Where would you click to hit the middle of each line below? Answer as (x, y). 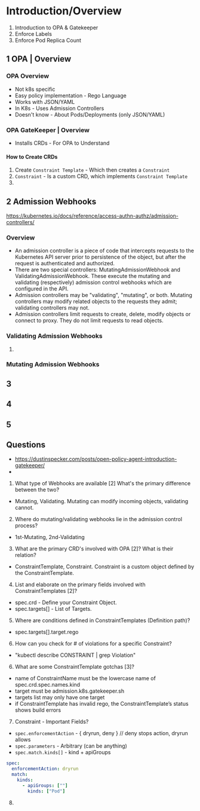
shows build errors (38, 710)
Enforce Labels (33, 33)
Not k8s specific (35, 89)
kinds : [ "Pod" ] (47, 791)
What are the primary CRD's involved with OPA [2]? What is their (94, 549)
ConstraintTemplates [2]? (46, 591)
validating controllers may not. (52, 308)
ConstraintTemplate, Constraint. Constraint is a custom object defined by (104, 567)
